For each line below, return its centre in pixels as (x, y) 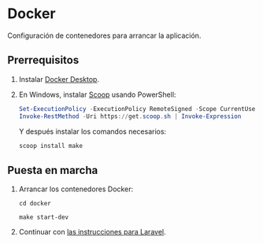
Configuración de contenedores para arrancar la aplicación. (104, 35)
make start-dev (44, 217)
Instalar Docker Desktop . (59, 79)
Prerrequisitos (43, 60)
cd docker (35, 204)
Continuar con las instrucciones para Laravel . (92, 232)
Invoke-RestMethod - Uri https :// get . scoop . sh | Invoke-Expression (130, 116)
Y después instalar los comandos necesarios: (93, 131)
